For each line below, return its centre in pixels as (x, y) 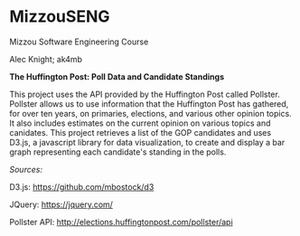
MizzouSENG (60, 17)
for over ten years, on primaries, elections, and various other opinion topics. (150, 113)
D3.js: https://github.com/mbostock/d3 (82, 186)
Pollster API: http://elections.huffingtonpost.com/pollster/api (121, 222)
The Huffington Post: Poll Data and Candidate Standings (117, 76)
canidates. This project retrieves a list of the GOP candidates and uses (141, 132)
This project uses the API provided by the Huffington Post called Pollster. (145, 94)
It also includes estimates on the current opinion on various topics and (140, 123)
